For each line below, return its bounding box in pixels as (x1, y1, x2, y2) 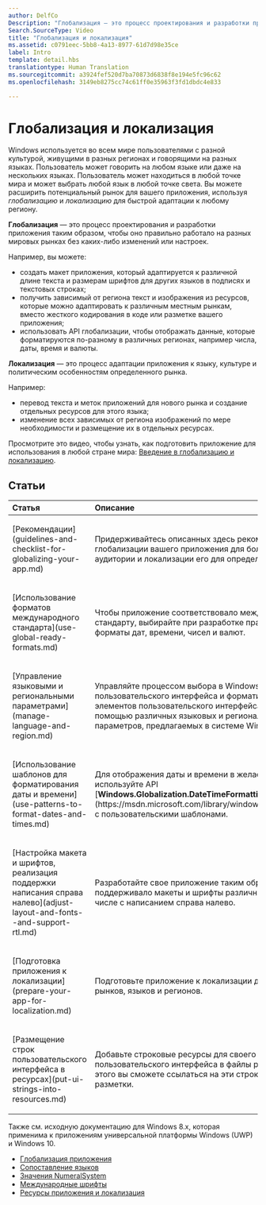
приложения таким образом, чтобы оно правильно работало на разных (8, 228, 252, 238)
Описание (94, 502, 135, 513)
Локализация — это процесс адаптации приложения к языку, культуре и (8, 359, 257, 369)
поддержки (12, 877, 57, 888)
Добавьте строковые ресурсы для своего (94, 1049, 256, 1060)
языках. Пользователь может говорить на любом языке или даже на (8, 162, 241, 172)
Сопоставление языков (19, 1163, 99, 1172)
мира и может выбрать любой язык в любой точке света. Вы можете (8, 180, 243, 189)
